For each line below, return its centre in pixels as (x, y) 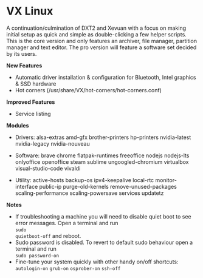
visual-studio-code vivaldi (48, 168)
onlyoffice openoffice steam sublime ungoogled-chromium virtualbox (102, 161)
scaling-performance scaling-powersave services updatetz (89, 193)
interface (26, 186)
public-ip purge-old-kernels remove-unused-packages (108, 186)
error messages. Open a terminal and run (67, 223)
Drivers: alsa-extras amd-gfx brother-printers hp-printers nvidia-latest (103, 137)
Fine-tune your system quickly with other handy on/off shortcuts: (97, 262)
